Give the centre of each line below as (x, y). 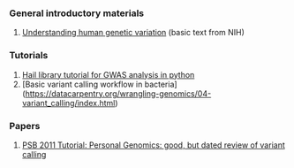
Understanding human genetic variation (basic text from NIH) (133, 33)
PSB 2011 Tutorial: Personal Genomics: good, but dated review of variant (153, 145)
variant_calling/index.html (68, 103)
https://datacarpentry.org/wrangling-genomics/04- (118, 93)
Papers (25, 126)
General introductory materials (76, 13)
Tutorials (29, 56)
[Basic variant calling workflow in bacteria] (100, 84)
